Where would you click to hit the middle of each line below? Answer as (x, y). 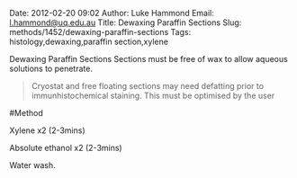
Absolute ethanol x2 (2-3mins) (66, 148)
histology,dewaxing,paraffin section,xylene (89, 41)
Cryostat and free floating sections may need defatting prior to (147, 86)
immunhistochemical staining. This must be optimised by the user (153, 95)
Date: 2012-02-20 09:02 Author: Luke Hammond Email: (112, 13)
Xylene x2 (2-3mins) (47, 130)
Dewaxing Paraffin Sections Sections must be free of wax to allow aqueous (148, 59)
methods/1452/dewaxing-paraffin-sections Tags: (100, 32)
